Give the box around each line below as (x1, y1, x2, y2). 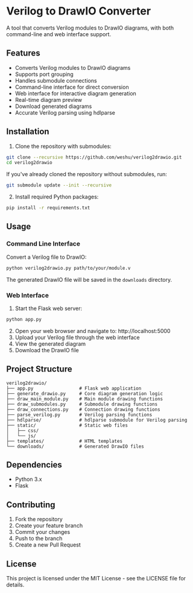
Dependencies (6, 460, 62, 470)
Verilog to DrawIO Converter (6, 4, 151, 18)
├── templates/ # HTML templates (6, 438, 122, 444)
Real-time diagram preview (14, 96, 83, 103)
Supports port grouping (14, 71, 74, 78)
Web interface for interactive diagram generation (14, 89, 137, 97)
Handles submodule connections (14, 77, 98, 84)
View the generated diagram (14, 340, 86, 347)
